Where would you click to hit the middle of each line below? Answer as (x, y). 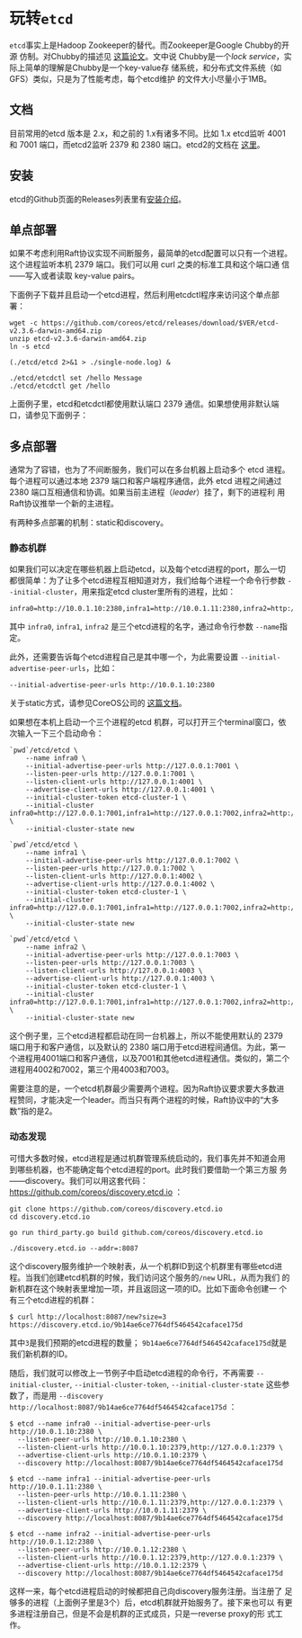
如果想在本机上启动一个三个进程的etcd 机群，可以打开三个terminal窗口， (144, 722)
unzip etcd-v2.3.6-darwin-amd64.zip (78, 339)
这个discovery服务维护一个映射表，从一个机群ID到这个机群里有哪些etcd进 (146, 1266)
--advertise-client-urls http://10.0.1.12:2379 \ (112, 1565)
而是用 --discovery (68, 1395)
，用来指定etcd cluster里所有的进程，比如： (155, 592)
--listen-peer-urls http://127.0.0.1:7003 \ (110, 963)
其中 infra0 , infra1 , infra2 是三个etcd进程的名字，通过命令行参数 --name (145, 627)
